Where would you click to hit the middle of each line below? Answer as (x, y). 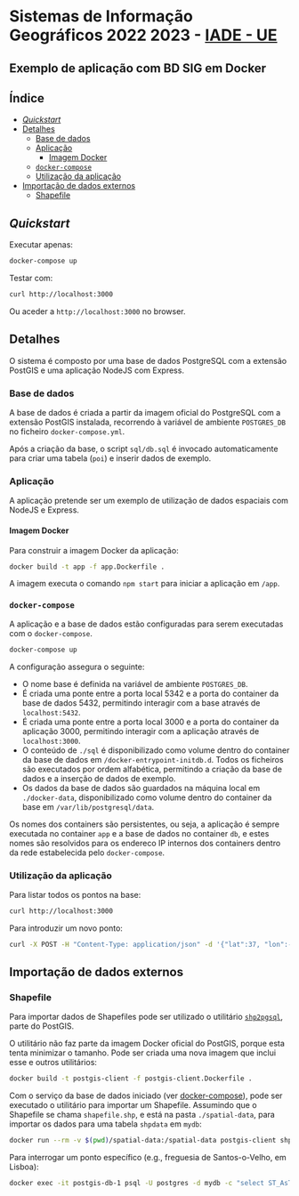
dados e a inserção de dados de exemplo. (99, 778)
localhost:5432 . (52, 712)
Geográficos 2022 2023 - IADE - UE (143, 35)
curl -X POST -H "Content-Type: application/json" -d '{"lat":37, (135, 944)
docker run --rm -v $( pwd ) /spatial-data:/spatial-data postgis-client (143, 1141)
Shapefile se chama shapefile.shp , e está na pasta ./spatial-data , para (142, 1115)
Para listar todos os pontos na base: (75, 894)
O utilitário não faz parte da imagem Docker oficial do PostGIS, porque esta (147, 1044)
